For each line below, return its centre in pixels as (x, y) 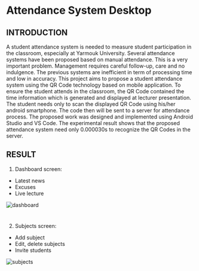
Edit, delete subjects (40, 244)
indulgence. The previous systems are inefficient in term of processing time (99, 72)
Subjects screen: (36, 226)
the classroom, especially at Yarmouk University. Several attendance (91, 53)
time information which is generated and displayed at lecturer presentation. (99, 98)
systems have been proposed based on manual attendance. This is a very (97, 60)
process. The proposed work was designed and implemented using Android (99, 117)
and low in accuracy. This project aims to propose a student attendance (94, 79)
